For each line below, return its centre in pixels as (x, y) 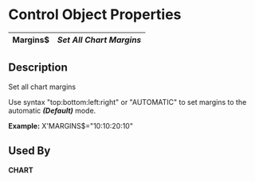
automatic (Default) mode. (52, 110)
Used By (29, 151)
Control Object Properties (95, 15)
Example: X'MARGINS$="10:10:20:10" (71, 125)
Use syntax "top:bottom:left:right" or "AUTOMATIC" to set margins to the (127, 102)
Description (38, 68)
